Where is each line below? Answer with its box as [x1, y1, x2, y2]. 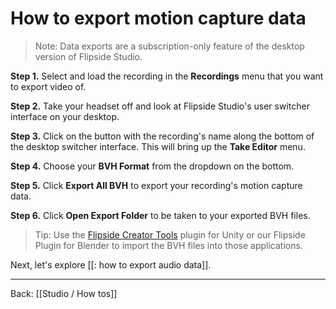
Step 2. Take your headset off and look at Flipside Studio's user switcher [10, 100, 310, 112]
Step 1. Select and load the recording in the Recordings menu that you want [10, 70, 324, 82]
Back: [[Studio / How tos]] [10, 287, 118, 299]
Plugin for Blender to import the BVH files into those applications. [34, 239, 303, 251]
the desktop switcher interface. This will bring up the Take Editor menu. [10, 140, 306, 152]
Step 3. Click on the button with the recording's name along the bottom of [10, 130, 315, 142]
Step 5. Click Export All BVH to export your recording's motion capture [10, 179, 303, 191]
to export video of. [10, 80, 87, 92]
